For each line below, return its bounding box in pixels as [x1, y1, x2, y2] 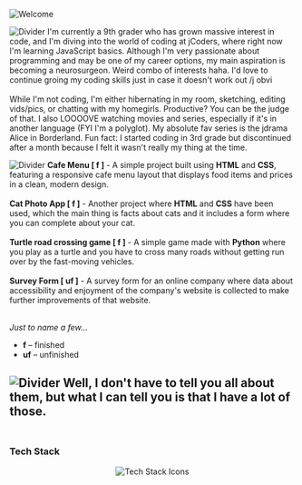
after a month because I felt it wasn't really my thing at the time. [9, 142, 248, 153]
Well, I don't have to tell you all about [63, 375, 275, 391]
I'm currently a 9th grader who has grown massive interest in [46, 26, 275, 36]
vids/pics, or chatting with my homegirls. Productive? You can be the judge [9, 104, 290, 114]
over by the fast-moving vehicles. [9, 256, 134, 267]
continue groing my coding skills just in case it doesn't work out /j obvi [9, 74, 273, 85]
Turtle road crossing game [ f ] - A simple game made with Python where [9, 237, 286, 247]
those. [9, 404, 47, 420]
